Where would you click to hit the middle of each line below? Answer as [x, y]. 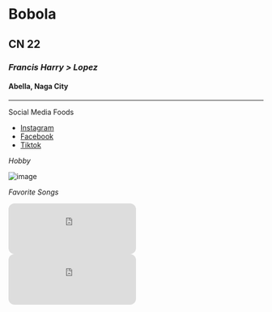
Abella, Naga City [38, 87]
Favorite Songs [34, 192]
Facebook [37, 136]
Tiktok [31, 145]
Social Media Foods [41, 112]
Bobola [32, 14]
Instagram [37, 127]
